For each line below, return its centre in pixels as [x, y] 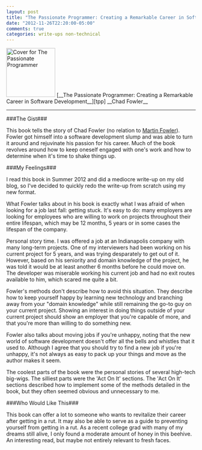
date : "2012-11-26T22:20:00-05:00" [51, 23]
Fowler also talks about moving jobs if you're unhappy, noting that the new [98, 335]
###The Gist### [27, 119]
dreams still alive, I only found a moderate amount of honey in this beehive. [99, 434]
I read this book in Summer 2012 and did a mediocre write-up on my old [95, 180]
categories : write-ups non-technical [54, 34]
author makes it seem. [34, 361]
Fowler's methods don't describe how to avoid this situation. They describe [99, 291]
